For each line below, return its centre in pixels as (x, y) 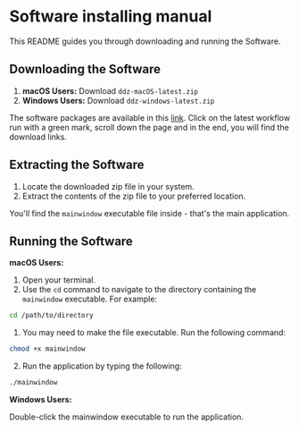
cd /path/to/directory (51, 316)
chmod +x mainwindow (48, 349)
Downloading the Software (85, 69)
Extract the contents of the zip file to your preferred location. (134, 196)
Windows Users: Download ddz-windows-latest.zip (118, 100)
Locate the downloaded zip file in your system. (108, 186)
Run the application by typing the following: (102, 366)
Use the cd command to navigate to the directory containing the (139, 290)
